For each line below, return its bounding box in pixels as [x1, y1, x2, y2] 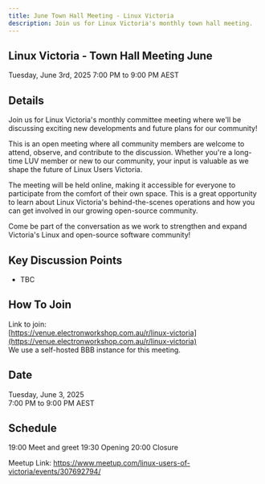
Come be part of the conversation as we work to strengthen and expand [8, 222, 247, 232]
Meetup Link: [8, 458, 52, 468]
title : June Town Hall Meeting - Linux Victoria [8, 11, 174, 20]
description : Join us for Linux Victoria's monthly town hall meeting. [8, 19, 253, 27]
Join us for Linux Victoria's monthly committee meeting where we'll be [8, 115, 242, 125]
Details [8, 93, 44, 107]
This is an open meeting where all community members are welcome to [8, 139, 245, 149]
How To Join [8, 298, 72, 312]
